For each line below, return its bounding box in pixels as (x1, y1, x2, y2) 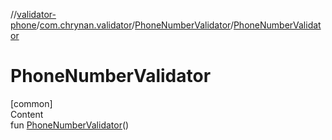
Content (10, 108, 44, 120)
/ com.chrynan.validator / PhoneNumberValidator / (36, 19, 234, 31)
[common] (10, 97, 53, 109)
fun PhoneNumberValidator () (10, 119, 130, 131)
